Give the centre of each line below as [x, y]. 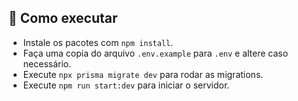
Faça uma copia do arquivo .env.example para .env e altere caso [155, 53]
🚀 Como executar [63, 18]
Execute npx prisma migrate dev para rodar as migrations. [143, 74]
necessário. [47, 63]
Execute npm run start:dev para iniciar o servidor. [126, 85]
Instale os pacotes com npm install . [98, 42]
